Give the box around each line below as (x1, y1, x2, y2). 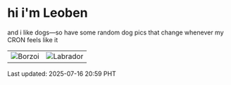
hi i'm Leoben (7, 5, 88, 21)
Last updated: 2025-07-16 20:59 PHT (7, 69, 116, 78)
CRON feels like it (7, 35, 58, 44)
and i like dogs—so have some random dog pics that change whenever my (7, 28, 224, 37)
